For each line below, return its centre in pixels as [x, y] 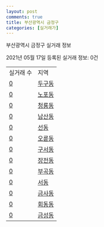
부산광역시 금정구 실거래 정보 [39, 45]
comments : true [24, 17]
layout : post [22, 11]
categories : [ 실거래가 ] [33, 28]
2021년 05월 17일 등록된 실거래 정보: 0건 [52, 58]
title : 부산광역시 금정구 [33, 22]
